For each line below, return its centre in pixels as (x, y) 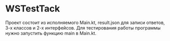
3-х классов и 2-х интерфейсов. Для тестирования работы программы (83, 27)
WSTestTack (33, 9)
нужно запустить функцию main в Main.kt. (51, 33)
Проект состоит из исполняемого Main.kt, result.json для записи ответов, (85, 22)
